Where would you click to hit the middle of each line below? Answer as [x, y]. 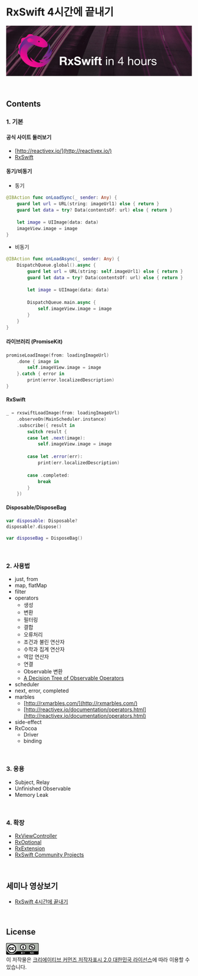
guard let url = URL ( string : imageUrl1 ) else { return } [88, 204]
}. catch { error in [41, 374]
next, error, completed [42, 691]
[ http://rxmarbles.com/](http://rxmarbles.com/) [80, 703]
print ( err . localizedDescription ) [78, 463]
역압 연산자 [36, 657]
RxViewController [36, 836]
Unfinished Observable [43, 788]
